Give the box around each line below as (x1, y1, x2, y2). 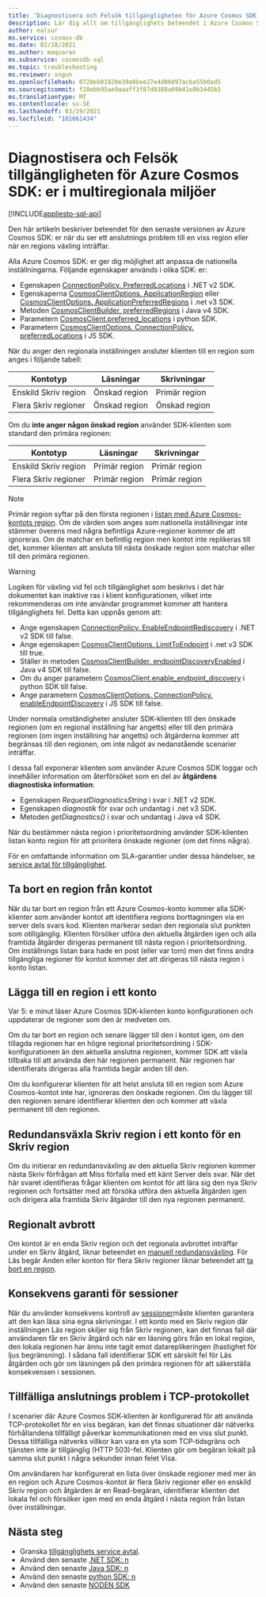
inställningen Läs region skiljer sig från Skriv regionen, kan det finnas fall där (8, 1325, 257, 1335)
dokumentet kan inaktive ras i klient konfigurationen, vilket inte (8, 590, 212, 599)
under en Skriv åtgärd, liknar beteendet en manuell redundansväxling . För (8, 1247, 248, 1257)
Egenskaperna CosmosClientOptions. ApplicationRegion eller (19, 289, 219, 298)
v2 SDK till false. (19, 631, 74, 641)
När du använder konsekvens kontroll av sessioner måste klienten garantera (8, 1308, 255, 1317)
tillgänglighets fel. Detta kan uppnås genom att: (8, 607, 162, 617)
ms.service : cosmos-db (8, 33, 83, 42)
